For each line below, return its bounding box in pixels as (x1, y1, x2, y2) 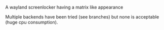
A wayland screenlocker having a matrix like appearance (5, 4, 124, 10)
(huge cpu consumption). (5, 19, 58, 25)
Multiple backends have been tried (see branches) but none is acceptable (5, 14, 159, 19)
